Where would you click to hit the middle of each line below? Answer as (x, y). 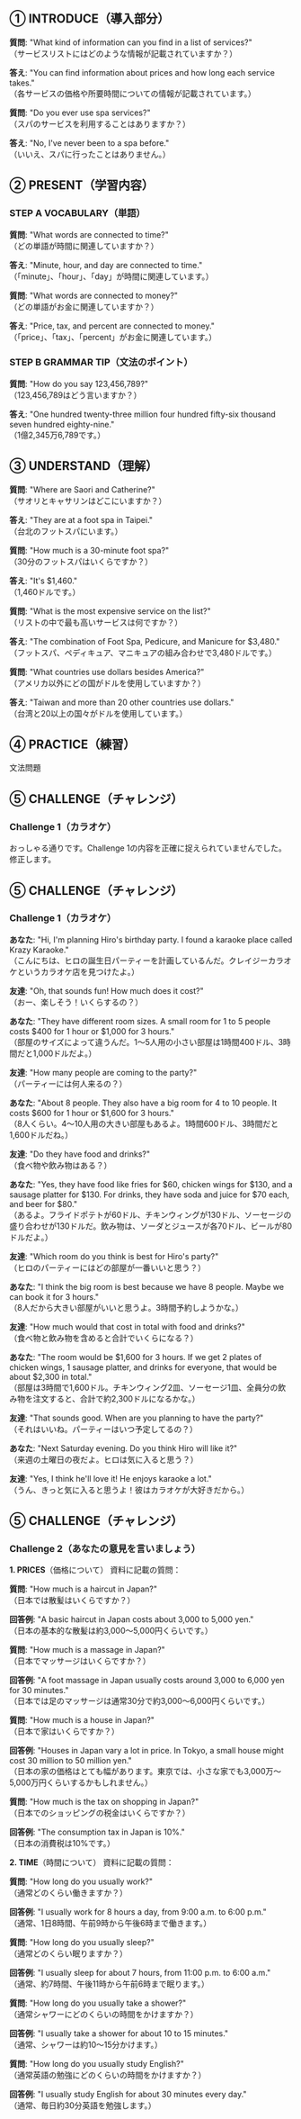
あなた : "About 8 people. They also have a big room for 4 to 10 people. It (143, 1103)
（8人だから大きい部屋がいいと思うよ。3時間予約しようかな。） (127, 1307)
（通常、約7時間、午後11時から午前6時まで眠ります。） (109, 1984)
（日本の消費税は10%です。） (62, 1844)
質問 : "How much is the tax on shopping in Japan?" (104, 1802)
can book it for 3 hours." (54, 1296)
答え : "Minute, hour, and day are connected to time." (106, 265)
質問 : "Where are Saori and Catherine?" (82, 489)
